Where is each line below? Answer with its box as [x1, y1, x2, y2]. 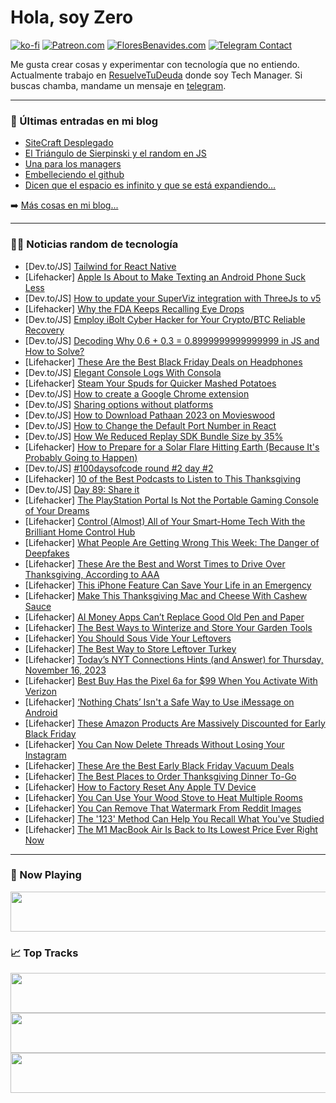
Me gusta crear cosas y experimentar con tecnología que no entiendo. [10, 58, 300, 70]
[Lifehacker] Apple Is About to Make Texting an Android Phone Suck [24, 271, 307, 283]
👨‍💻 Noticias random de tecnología [10, 237, 179, 251]
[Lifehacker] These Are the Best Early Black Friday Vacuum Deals [24, 759, 295, 771]
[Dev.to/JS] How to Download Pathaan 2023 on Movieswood [24, 409, 276, 421]
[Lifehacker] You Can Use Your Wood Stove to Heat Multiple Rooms [24, 791, 303, 803]
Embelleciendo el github [24, 169, 125, 181]
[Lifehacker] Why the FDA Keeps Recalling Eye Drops [24, 302, 245, 315]
